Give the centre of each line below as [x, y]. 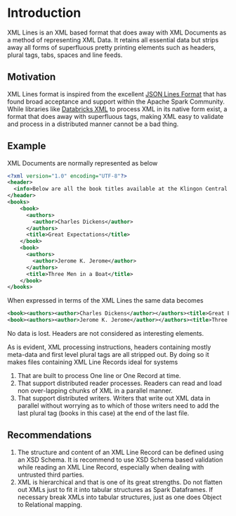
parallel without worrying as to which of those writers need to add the [118, 405]
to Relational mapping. [50, 504]
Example [27, 146]
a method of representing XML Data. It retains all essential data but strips [113, 39]
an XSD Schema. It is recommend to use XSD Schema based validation [120, 460]
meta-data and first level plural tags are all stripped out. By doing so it [108, 355]
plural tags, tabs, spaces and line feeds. [65, 55]
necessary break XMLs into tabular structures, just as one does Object [119, 497]
